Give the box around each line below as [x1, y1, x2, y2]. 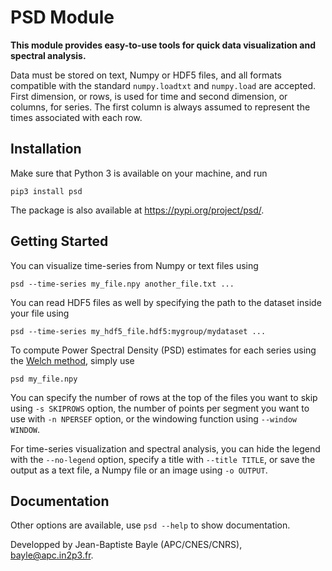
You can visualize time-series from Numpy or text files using [10, 259, 259, 271]
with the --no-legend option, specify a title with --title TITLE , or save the [10, 453, 316, 465]
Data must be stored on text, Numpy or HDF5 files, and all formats [10, 69, 282, 81]
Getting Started [10, 233, 109, 250]
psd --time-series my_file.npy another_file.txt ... [10, 279, 235, 289]
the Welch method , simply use [10, 354, 135, 366]
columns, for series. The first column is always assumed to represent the [10, 101, 311, 113]
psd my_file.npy [10, 374, 78, 384]
